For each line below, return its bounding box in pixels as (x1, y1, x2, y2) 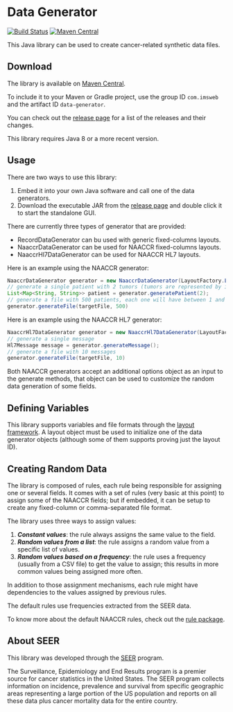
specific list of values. (17, 545, 80, 553)
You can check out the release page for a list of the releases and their (7, 113, 207, 122)
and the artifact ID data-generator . (7, 100, 106, 108)
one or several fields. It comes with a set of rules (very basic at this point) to (7, 488, 225, 497)
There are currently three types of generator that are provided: (7, 222, 187, 230)
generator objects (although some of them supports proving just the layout (7, 436, 221, 444)
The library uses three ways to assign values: (7, 517, 137, 525)
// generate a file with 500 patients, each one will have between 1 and (7, 297, 225, 304)
